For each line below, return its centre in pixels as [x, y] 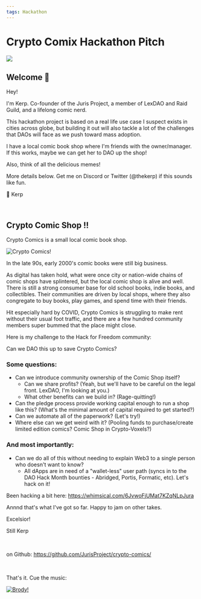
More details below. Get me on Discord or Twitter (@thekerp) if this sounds [99, 176]
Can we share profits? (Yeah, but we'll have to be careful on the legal [110, 384]
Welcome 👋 [28, 77]
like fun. [16, 183]
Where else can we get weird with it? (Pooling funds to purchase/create [104, 423]
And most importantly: [40, 445]
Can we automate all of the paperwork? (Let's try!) [78, 416]
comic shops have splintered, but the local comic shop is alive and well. [95, 282]
